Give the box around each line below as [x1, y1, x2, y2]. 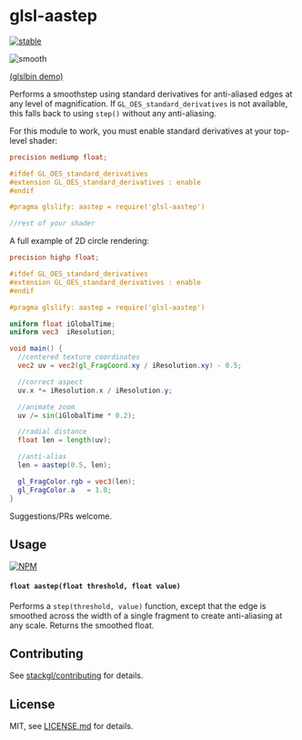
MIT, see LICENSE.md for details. [9, 721, 134, 732]
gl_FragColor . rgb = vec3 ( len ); [17, 477, 136, 486]
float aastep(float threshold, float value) [9, 582, 181, 591]
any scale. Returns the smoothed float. [9, 620, 155, 631]
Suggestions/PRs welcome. [9, 511, 112, 522]
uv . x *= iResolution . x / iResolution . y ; [17, 386, 173, 395]
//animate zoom [17, 402, 75, 411]
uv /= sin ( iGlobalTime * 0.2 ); [17, 411, 136, 420]
